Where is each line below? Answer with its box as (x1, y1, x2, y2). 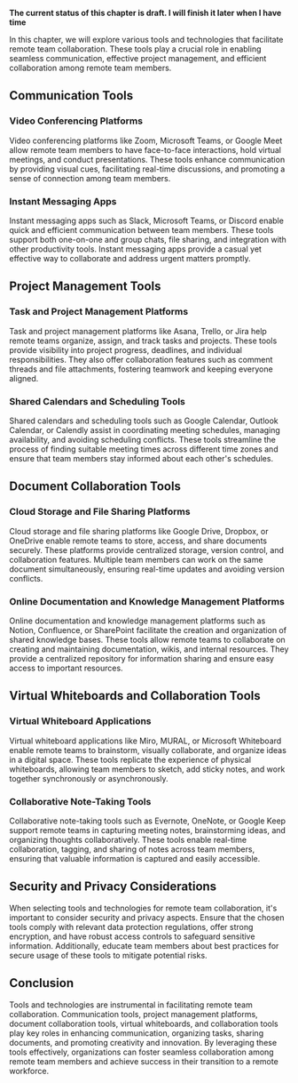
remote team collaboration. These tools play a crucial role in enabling (9, 44, 262, 54)
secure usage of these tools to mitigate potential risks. (9, 950, 208, 960)
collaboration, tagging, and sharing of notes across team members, (9, 844, 255, 854)
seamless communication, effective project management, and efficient (9, 53, 267, 63)
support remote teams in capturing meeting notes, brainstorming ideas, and (9, 824, 286, 835)
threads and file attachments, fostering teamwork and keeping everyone (9, 364, 273, 374)
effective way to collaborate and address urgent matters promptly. (9, 253, 251, 263)
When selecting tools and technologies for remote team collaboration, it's (9, 902, 278, 913)
